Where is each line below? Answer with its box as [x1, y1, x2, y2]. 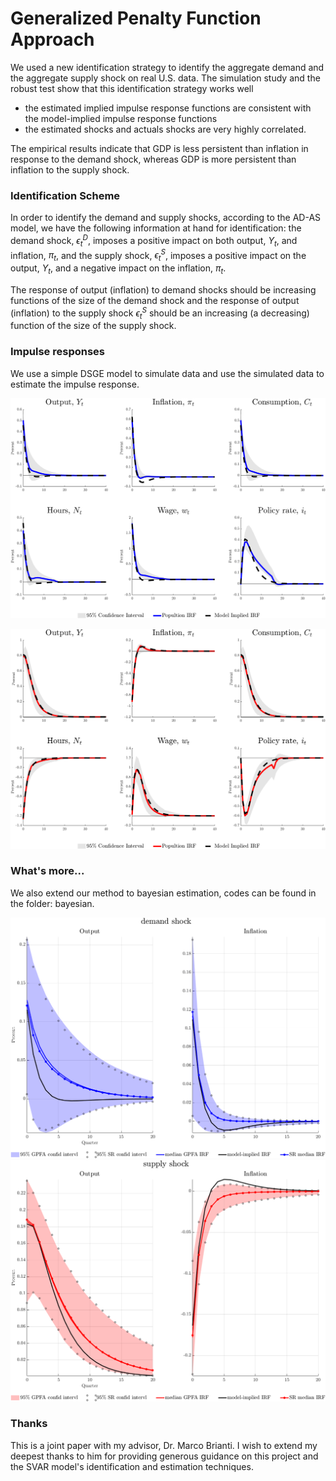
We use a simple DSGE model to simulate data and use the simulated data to [10, 367, 325, 379]
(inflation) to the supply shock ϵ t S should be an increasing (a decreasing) [10, 305, 310, 321]
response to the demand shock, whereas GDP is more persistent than [10, 153, 297, 165]
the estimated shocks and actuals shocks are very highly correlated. [24, 123, 307, 135]
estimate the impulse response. [10, 378, 140, 390]
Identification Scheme [10, 188, 121, 202]
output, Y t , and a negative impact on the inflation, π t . [10, 262, 227, 276]
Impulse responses [10, 345, 106, 359]
